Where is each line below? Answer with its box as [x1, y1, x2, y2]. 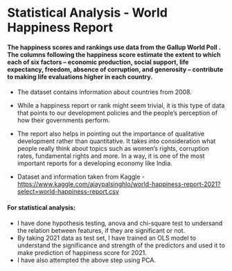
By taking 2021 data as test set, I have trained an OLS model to [17, 233, 196, 242]
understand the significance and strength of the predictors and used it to [17, 241, 225, 249]
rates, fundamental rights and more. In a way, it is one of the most [17, 151, 206, 161]
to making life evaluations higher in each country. [7, 72, 153, 81]
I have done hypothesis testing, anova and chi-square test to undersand [17, 219, 223, 227]
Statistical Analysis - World [7, 5, 168, 21]
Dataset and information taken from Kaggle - [17, 172, 145, 181]
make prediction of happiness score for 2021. [17, 248, 147, 256]
